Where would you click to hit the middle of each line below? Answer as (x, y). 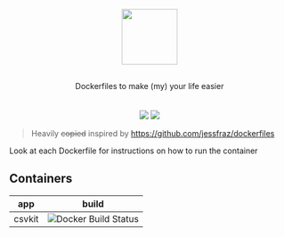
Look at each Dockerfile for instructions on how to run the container (134, 151)
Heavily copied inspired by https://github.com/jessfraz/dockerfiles (153, 133)
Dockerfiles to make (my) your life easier (150, 86)
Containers (41, 179)
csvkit (26, 218)
